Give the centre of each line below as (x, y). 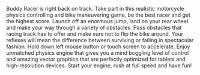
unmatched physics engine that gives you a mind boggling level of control (98, 53)
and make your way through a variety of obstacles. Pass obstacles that (94, 27)
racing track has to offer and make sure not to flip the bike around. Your (95, 34)
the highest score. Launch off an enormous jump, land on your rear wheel (97, 21)
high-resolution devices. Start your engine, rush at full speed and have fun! (99, 65)
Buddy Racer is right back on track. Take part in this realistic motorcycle (95, 9)
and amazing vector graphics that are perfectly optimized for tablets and (96, 59)
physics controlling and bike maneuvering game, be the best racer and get (98, 15)
